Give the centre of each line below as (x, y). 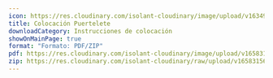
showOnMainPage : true (45, 39)
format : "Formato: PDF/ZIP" (56, 46)
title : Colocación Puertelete (60, 24)
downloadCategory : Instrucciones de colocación (91, 31)
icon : (17, 16)
